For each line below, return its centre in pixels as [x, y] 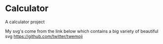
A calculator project [25, 22]
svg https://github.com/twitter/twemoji [44, 36]
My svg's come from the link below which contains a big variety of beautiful [82, 31]
